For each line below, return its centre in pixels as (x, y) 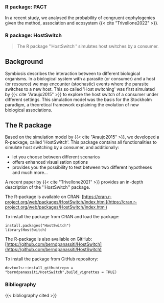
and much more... (30, 173)
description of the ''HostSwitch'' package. (48, 187)
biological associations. (29, 110)
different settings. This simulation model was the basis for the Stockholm (79, 100)
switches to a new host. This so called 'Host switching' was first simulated (80, 89)
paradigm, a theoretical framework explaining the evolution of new (72, 104)
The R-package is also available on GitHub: (48, 239)
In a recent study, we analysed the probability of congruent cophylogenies (80, 18)
